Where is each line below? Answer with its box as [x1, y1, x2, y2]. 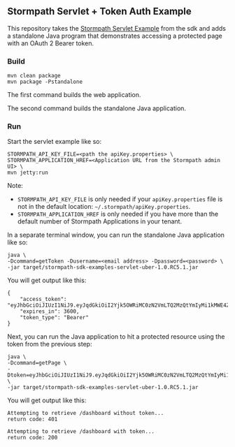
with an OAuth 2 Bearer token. [7, 38, 94, 47]
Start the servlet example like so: [7, 138, 102, 146]
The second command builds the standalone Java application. [7, 104, 187, 112]
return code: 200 [7, 434, 58, 441]
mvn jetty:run [7, 169, 49, 177]
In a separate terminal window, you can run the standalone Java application [7, 230, 225, 240]
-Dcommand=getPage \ [7, 360, 68, 367]
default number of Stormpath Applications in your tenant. [17, 217, 183, 226]
